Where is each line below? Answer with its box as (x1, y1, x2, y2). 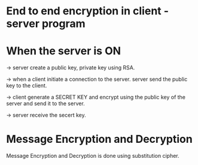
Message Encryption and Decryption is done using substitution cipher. (6, 152, 179, 160)
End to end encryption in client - (6, 4, 169, 18)
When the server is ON (6, 44, 121, 58)
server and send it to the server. (6, 100, 85, 107)
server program (6, 17, 86, 30)
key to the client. (6, 82, 47, 89)
